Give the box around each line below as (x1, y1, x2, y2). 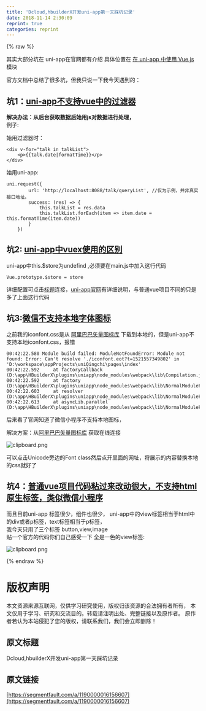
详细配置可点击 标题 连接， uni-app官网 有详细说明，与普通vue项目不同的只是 (6, 286, 197, 293)
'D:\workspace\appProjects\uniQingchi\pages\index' (6, 361, 141, 367)
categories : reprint (6, 26, 59, 33)
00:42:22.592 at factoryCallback (6, 367, 103, 373)
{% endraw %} (6, 557, 44, 565)
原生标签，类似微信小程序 (6, 492, 103, 503)
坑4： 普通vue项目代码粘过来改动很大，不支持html (6, 481, 197, 492)
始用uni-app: (6, 169, 39, 176)
